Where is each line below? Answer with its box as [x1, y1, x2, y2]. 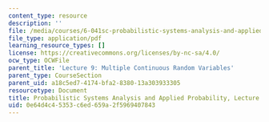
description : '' [8, 19, 62, 27]
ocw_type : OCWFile [8, 57, 70, 65]
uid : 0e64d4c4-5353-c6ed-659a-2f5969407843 [8, 101, 156, 109]
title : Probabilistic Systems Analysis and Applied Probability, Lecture [8, 94, 260, 102]
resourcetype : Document [8, 86, 88, 95]
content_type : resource [8, 11, 88, 20]
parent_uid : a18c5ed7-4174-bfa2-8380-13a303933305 [8, 79, 181, 87]
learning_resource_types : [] [8, 42, 106, 50]
